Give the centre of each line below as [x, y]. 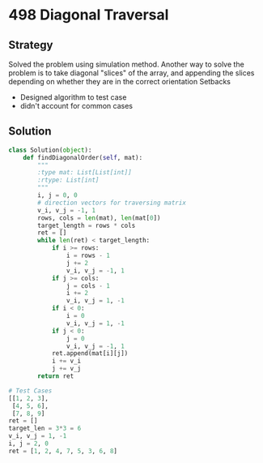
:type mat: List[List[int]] [85, 173]
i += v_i [66, 361]
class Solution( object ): [50, 150]
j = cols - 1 [88, 285]
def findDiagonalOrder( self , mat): [83, 157]
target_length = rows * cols [87, 225]
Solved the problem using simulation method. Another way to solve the [126, 64]
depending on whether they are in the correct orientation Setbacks [120, 81]
